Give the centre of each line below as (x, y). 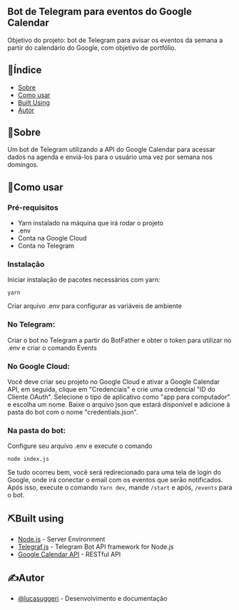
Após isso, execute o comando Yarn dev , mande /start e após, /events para (120, 487)
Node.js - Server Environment (61, 539)
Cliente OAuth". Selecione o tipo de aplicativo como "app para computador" (119, 397)
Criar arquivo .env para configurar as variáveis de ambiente (95, 306)
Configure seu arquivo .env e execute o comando (80, 446)
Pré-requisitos (33, 208)
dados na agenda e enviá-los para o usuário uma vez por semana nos (110, 157)
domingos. (23, 165)
